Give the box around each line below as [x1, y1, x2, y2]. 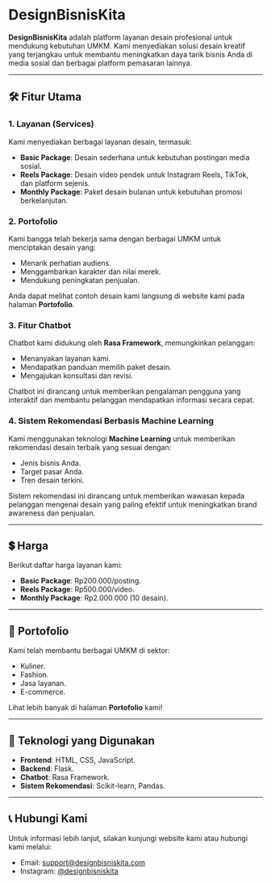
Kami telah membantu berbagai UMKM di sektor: [8, 646, 171, 655]
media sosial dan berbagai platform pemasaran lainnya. [8, 58, 193, 68]
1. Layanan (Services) [8, 119, 94, 130]
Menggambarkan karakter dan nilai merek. [19, 267, 161, 276]
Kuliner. [19, 661, 46, 671]
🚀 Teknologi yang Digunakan [8, 734, 156, 747]
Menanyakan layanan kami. [19, 354, 111, 364]
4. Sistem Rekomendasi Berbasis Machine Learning [8, 415, 215, 427]
